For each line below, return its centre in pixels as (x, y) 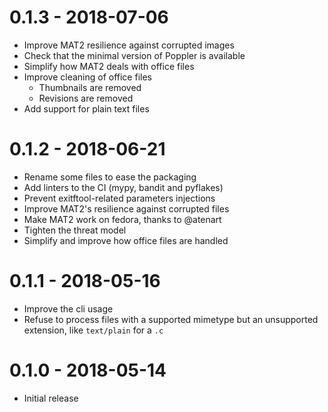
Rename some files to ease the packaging (110, 177)
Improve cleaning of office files (87, 77)
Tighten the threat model (75, 230)
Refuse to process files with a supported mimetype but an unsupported (171, 319)
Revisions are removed (86, 98)
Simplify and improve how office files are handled (126, 240)
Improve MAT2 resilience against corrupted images (129, 45)
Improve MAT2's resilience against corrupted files (126, 208)
